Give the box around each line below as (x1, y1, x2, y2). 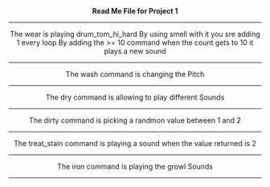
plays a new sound (104, 47, 166, 55)
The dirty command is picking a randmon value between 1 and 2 (29, 116, 241, 125)
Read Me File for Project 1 (92, 6, 178, 15)
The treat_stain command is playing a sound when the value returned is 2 (13, 139, 257, 148)
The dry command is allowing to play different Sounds (45, 92, 225, 102)
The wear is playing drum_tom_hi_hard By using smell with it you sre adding (9, 30, 261, 39)
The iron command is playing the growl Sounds (57, 162, 213, 171)
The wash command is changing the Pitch (65, 70, 205, 79)
